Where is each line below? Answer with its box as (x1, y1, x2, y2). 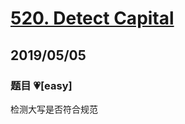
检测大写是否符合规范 (10, 103, 98, 115)
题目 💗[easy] (10, 78, 73, 92)
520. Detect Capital (10, 7, 175, 30)
